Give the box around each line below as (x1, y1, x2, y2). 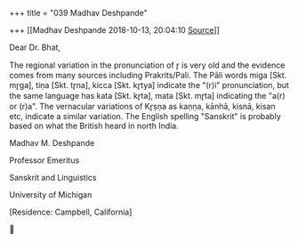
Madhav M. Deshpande (9, 138, 95, 148)
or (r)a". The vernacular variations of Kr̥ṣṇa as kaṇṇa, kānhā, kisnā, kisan (9, 101, 276, 111)
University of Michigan (9, 190, 93, 199)
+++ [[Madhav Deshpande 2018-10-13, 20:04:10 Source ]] (9, 25, 221, 35)
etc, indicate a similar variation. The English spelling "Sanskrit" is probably (9, 111, 282, 121)
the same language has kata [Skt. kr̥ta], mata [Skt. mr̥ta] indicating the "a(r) (9, 91, 286, 101)
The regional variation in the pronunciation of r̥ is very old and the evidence (9, 60, 286, 70)
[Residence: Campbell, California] (9, 207, 133, 217)
